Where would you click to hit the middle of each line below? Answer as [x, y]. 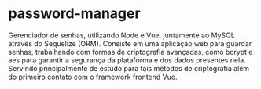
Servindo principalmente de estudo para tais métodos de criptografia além [129, 68]
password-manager [74, 14]
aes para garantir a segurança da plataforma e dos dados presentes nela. [127, 60]
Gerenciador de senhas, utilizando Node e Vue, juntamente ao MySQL [122, 35]
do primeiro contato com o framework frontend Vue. [93, 77]
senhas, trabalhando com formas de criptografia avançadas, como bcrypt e [130, 52]
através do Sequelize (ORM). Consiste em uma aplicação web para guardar [130, 43]
